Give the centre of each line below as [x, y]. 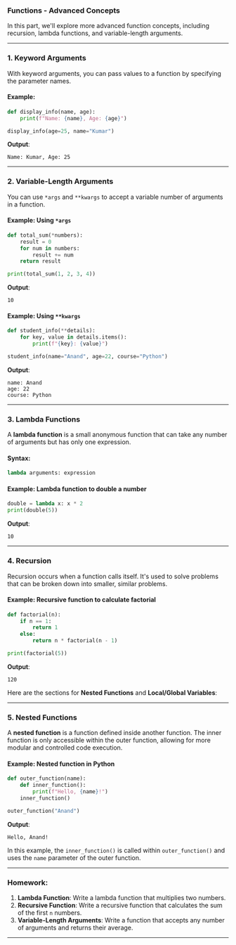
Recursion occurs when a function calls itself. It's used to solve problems [113, 576]
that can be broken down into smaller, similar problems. [87, 584]
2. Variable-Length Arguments [60, 181]
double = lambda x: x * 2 [45, 504]
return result [40, 261]
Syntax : [19, 458]
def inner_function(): [53, 786]
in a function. [26, 204]
